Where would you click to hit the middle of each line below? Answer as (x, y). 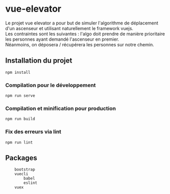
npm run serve (20, 96)
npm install (18, 72)
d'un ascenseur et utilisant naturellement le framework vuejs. (69, 28)
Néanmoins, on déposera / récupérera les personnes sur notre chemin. (80, 44)
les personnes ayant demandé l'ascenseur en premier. (62, 39)
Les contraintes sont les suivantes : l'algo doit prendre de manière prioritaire (85, 34)
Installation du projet (39, 61)
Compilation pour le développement (51, 85)
